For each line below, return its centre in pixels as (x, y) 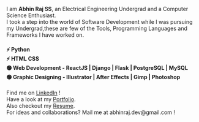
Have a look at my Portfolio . (41, 99)
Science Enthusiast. (31, 15)
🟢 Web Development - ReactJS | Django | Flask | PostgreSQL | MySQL (97, 67)
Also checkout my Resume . (41, 106)
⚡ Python (18, 49)
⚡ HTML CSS (23, 58)
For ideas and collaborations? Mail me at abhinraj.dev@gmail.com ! (91, 112)
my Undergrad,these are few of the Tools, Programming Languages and (97, 28)
